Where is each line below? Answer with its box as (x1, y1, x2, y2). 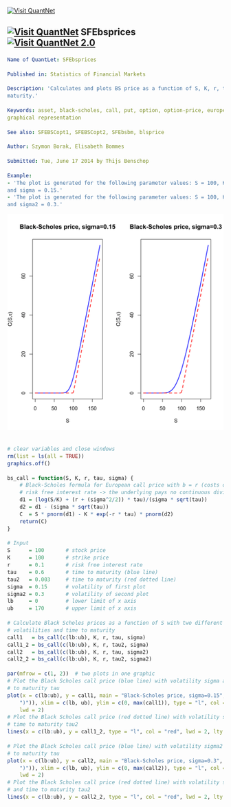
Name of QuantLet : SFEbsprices (7, 56, 97, 63)
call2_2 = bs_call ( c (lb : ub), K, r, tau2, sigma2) (7, 656, 153, 663)
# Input (7, 540, 30, 546)
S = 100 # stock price (7, 547, 107, 554)
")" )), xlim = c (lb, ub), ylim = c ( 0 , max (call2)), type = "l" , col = (19, 764, 226, 771)
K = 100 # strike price (7, 554, 109, 562)
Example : (7, 172, 32, 179)
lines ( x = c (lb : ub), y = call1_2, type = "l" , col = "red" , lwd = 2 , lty (7, 729, 223, 736)
